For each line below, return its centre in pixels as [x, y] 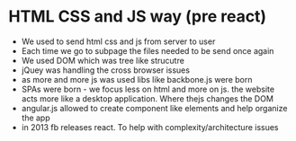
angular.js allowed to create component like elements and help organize [154, 108]
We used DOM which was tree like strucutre [103, 60]
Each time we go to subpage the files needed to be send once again [148, 50]
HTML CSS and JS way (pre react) [138, 17]
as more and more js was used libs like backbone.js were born [137, 79]
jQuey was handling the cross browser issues [106, 70]
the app [36, 118]
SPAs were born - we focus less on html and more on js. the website [148, 89]
